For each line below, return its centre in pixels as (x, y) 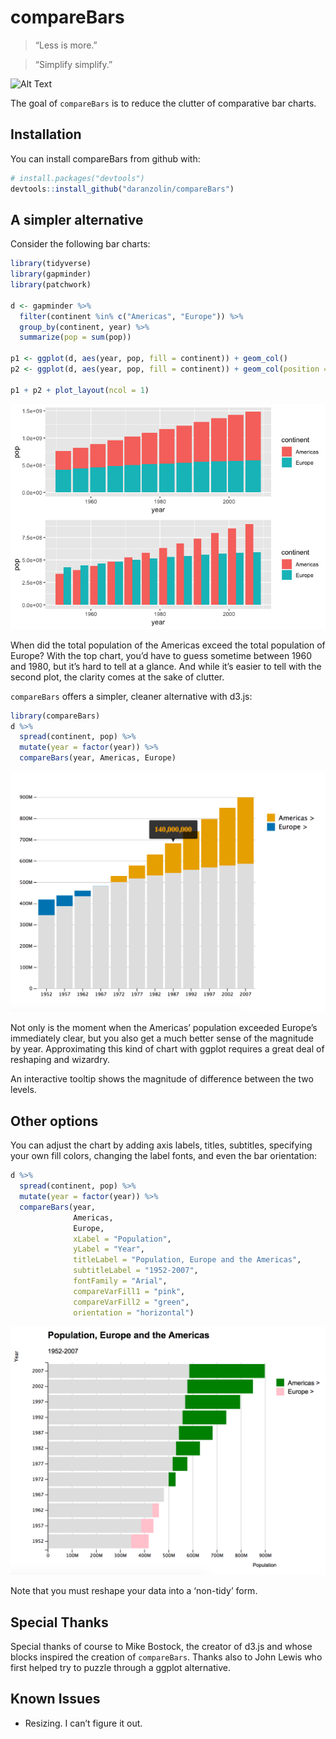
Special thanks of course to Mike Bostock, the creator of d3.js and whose (161, 1647)
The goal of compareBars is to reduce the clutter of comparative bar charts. (163, 103)
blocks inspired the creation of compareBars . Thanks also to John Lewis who (166, 1657)
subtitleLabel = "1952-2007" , (136, 1271)
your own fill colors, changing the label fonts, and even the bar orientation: (164, 1156)
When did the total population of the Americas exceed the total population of (168, 645)
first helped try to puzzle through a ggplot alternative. (120, 1668)
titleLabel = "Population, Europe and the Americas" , (187, 1260)
